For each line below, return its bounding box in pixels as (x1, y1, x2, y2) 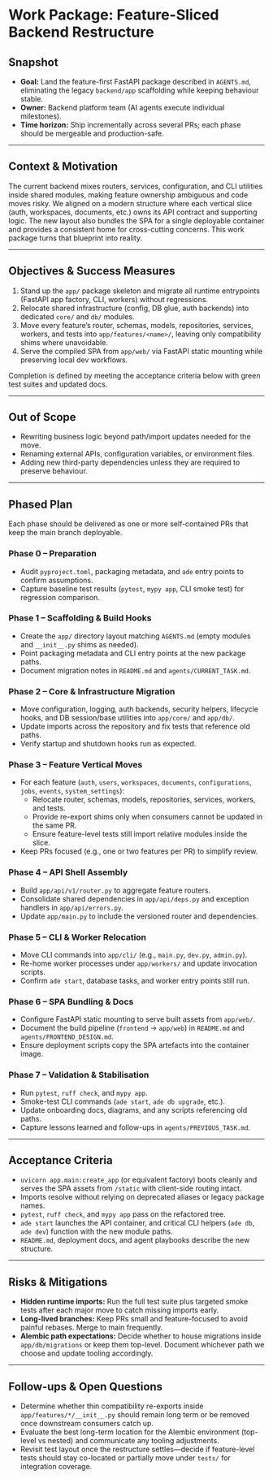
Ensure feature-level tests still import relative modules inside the (32, 829, 248, 839)
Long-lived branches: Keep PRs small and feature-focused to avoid (19, 1314, 248, 1324)
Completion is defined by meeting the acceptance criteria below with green (8, 370, 261, 380)
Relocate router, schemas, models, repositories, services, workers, (32, 794, 256, 805)
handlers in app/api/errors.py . (19, 902, 124, 912)
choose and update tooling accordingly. (19, 1348, 154, 1358)
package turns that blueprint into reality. (8, 233, 143, 243)
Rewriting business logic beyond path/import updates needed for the (19, 432, 251, 442)
